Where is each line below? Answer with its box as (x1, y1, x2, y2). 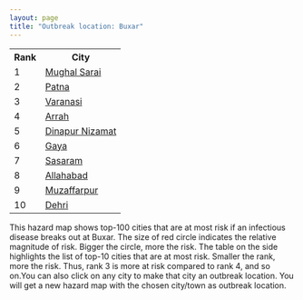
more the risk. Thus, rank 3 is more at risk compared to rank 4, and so (9, 260, 270, 271)
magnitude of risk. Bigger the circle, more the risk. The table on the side (9, 241, 279, 252)
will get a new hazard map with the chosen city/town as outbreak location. (9, 279, 288, 291)
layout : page (9, 13, 59, 23)
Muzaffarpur (44, 184, 99, 196)
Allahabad (44, 169, 88, 182)
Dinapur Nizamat (44, 125, 117, 137)
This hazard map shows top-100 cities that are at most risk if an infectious (9, 222, 286, 233)
